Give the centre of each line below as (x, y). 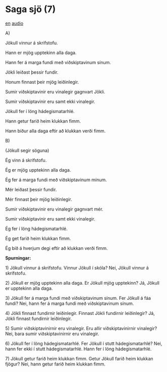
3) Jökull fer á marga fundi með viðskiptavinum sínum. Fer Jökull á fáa (78, 298)
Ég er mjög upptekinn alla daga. (38, 170)
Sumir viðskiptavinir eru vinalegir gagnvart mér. (54, 209)
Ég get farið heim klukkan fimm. (38, 238)
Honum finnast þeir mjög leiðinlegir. (42, 82)
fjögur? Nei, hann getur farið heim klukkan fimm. (55, 364)
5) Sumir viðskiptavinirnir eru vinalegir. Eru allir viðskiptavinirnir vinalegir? (81, 328)
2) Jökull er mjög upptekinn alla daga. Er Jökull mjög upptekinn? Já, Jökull (82, 283)
